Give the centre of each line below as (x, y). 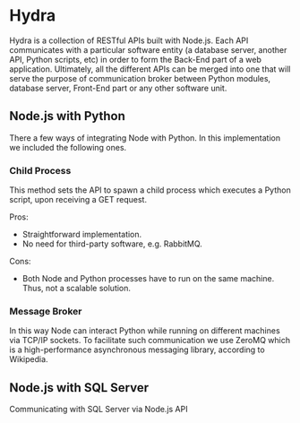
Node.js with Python (67, 116)
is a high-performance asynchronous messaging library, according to (137, 350)
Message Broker (46, 311)
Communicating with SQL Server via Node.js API (99, 410)
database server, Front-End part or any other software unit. (118, 88)
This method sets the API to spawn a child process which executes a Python (150, 190)
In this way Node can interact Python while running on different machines (145, 331)
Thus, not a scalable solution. (77, 289)
